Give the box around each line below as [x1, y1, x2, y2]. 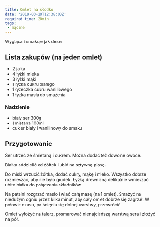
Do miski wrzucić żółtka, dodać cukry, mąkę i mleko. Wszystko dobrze [5, 171, 147, 177]
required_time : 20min [5, 16, 49, 21]
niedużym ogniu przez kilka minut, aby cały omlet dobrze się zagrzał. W [5, 196, 150, 203]
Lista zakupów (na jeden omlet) [5, 53, 102, 61]
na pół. [5, 216, 19, 222]
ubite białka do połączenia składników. [5, 182, 82, 188]
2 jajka [12, 65, 26, 71]
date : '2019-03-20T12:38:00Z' [5, 12, 67, 17]
